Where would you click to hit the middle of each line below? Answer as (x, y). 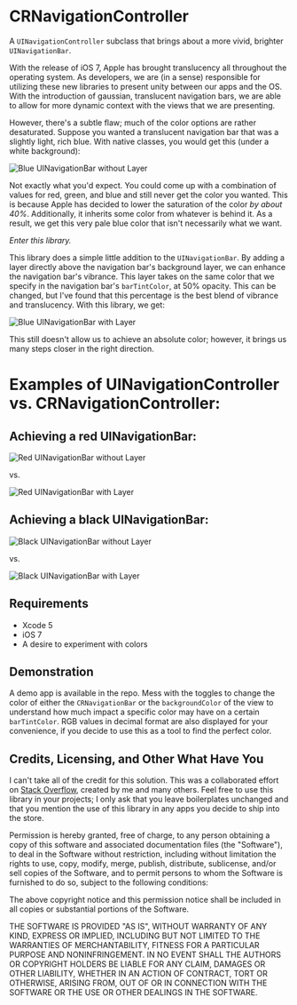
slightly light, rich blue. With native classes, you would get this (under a (139, 141)
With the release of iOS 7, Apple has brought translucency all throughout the (148, 68)
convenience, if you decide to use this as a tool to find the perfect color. (141, 731)
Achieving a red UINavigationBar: (103, 436)
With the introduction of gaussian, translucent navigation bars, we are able (145, 96)
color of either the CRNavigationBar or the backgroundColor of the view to (141, 703)
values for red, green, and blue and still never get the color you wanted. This (148, 195)
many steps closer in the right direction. (82, 348)
